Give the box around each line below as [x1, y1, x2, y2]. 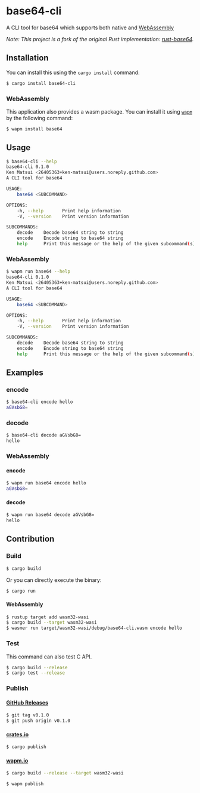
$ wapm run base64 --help [6, 269, 70, 274]
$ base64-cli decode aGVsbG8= [6, 432, 82, 438]
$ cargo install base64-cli [6, 80, 76, 86]
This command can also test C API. [6, 653, 92, 660]
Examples [6, 368, 43, 378]
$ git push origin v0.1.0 [6, 718, 70, 724]
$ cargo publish [6, 744, 46, 750]
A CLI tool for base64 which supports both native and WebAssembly [6, 24, 174, 31]
